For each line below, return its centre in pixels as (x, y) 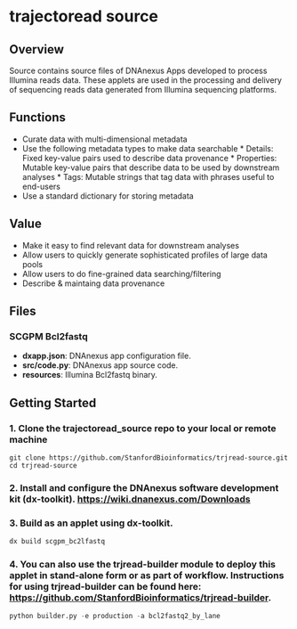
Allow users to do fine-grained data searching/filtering (121, 274)
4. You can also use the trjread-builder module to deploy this (142, 565)
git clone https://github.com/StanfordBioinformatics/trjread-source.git (149, 458)
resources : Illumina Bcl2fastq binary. (90, 375)
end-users (41, 186)
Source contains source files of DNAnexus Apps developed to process (138, 70)
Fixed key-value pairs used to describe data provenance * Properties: (149, 158)
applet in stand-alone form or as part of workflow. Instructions (147, 576)
